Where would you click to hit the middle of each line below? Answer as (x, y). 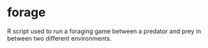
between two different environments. (59, 38)
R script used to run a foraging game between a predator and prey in (104, 31)
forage (26, 13)
